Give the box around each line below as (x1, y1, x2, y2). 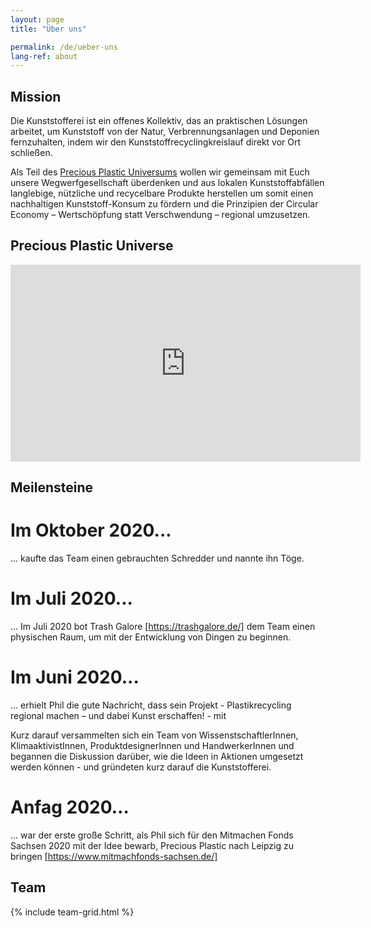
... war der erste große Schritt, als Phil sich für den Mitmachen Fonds (10, 829, 294, 841)
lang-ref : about (10, 51, 78, 61)
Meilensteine (10, 479, 94, 496)
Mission (10, 88, 62, 105)
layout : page (10, 14, 65, 25)
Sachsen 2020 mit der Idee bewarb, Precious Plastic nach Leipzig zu (10, 840, 294, 852)
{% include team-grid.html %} (10, 906, 135, 918)
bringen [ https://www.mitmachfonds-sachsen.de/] (10, 851, 218, 863)
